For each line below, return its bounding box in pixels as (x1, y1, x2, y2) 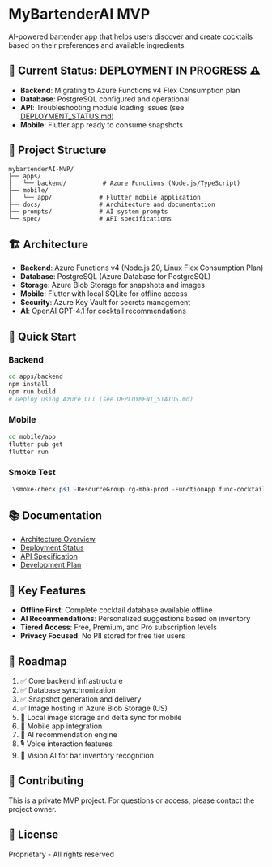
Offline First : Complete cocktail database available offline (19, 605, 213, 615)
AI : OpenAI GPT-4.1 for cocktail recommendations (19, 306, 186, 316)
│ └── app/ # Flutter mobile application (8, 193, 201, 201)
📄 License (8, 828, 59, 842)
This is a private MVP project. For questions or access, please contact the (8, 796, 255, 805)
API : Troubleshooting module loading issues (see (19, 102, 185, 112)
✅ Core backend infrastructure (19, 676, 123, 686)
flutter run (8, 448, 49, 456)
